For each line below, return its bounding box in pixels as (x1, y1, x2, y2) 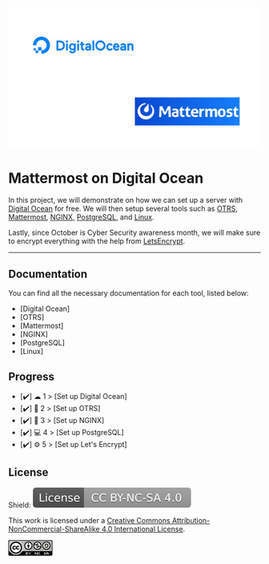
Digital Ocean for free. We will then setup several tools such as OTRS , (8, 203, 239, 214)
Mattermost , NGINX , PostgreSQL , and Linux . (8, 212, 155, 222)
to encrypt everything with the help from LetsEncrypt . (8, 236, 186, 246)
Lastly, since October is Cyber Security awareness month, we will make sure (8, 228, 261, 238)
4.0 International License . (101, 524, 186, 534)
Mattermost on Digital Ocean (8, 169, 204, 187)
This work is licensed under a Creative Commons (8, 515, 171, 525)
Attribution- (171, 515, 211, 525)
